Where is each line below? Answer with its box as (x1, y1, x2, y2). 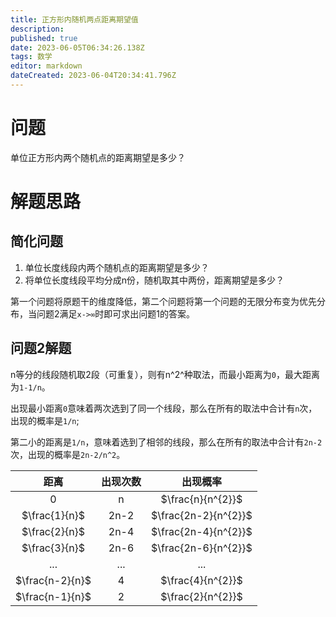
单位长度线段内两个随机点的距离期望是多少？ (24, 261, 210, 273)
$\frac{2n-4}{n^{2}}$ (151, 524, 253, 538)
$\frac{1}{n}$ (21, 508, 86, 522)
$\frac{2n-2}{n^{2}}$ (151, 508, 253, 522)
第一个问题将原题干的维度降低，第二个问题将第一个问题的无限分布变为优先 (10, 295, 317, 307)
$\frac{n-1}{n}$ (15, 589, 92, 603)
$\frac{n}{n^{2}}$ (160, 492, 243, 506)
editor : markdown (10, 61, 83, 71)
